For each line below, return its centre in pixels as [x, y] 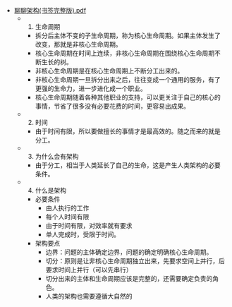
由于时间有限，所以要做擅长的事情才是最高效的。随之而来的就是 [128, 131]
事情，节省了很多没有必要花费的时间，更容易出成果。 [112, 106]
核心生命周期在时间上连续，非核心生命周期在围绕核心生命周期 [125, 53]
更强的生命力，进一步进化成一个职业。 [91, 88]
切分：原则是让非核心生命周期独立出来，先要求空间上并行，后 [135, 261]
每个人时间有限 [67, 217]
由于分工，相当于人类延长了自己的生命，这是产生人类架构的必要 [128, 165]
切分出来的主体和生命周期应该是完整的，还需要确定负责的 [129, 278]
